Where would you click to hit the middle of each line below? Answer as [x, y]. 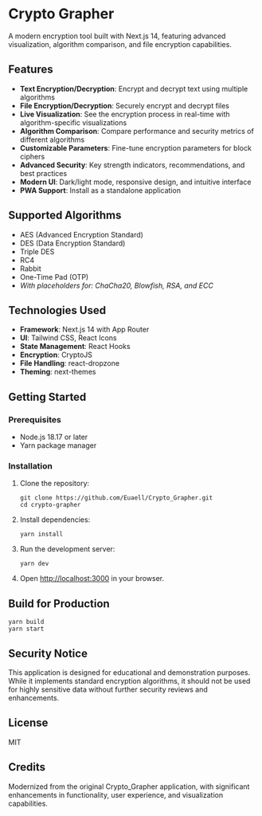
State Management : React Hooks [75, 347]
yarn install [41, 535]
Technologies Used [57, 310]
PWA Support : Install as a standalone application [100, 190]
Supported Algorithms [65, 216]
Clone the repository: [55, 484]
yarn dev [34, 564]
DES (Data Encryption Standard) [72, 243]
